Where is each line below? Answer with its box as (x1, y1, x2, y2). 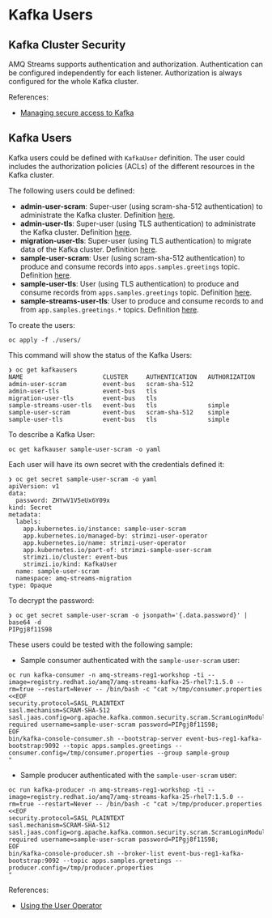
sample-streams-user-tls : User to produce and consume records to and (19, 295, 264, 305)
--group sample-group (156, 749, 230, 757)
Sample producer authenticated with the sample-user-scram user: (19, 770, 237, 780)
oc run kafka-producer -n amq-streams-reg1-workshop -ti (8, 785, 205, 794)
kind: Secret (8, 504, 53, 512)
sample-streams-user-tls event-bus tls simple (8, 401, 230, 410)
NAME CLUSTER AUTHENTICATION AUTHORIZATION (8, 372, 255, 381)
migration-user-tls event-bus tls (8, 394, 158, 402)
